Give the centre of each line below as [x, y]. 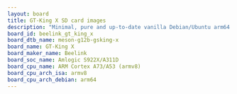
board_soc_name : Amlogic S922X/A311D [63, 60]
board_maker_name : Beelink [47, 54]
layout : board [28, 14]
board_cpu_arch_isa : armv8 [47, 73]
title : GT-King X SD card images [57, 20]
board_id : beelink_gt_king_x [50, 34]
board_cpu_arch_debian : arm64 [52, 80]
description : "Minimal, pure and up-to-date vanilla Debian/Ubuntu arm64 [119, 27]
